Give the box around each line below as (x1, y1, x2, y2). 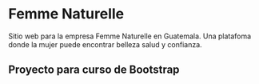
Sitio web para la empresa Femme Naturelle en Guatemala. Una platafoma (8, 31, 252, 41)
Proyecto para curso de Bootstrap (8, 63, 180, 77)
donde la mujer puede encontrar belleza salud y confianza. (8, 39, 202, 49)
